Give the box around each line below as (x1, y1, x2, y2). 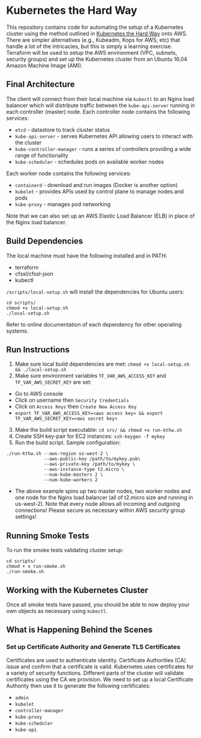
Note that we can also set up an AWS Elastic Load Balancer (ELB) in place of (6, 212, 195, 220)
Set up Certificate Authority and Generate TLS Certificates (6, 643, 181, 651)
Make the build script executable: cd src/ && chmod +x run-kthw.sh (14, 426, 182, 434)
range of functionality (14, 152, 69, 159)
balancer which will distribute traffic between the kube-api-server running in (6, 102, 195, 109)
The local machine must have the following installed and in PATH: (6, 252, 167, 259)
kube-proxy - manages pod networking (14, 200, 111, 208)
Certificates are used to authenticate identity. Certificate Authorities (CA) (6, 656, 187, 663)
